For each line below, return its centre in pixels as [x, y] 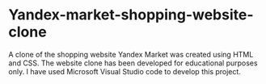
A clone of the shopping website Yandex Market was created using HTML [131, 54]
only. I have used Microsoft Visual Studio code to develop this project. [125, 71]
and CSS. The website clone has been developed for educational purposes [133, 63]
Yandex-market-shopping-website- [131, 15]
